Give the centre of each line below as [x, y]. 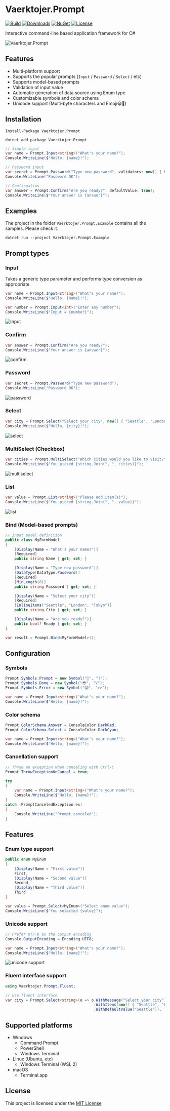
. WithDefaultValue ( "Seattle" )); [127, 1009]
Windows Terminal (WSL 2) [49, 1064]
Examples [21, 211]
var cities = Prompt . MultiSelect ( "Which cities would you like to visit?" [86, 459]
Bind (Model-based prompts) [42, 525]
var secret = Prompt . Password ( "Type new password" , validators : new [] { [83, 172]
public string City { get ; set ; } [51, 610]
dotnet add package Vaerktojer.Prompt [46, 140]
